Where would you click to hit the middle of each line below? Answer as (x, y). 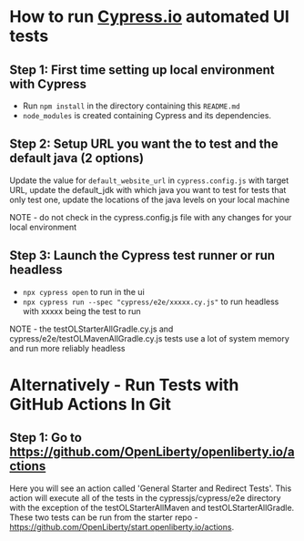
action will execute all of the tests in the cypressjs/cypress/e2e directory (145, 497)
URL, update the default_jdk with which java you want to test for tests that (148, 189)
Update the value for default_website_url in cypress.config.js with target (149, 180)
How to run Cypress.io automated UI (149, 17)
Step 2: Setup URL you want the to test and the (144, 144)
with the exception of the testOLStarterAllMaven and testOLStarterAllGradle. (152, 507)
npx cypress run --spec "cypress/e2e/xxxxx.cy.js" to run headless (151, 301)
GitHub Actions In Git (90, 404)
